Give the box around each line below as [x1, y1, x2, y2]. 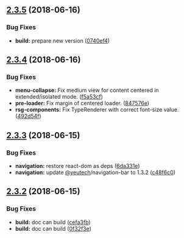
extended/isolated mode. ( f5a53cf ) [15, 93, 104, 100]
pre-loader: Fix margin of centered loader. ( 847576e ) [15, 100, 150, 107]
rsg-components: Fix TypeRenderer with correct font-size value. [15, 106, 179, 113]
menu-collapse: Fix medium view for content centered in [15, 86, 160, 94]
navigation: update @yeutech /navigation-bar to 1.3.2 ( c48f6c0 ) [15, 169, 175, 176]
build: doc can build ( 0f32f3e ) [15, 225, 91, 232]
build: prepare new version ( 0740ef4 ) [15, 37, 110, 44]
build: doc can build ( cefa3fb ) [15, 219, 91, 226]
